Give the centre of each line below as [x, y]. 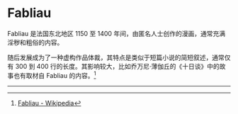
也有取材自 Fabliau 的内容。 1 [55, 74]
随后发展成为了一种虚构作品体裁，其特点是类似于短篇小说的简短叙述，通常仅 [119, 57]
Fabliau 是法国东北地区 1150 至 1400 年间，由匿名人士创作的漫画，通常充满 [116, 33]
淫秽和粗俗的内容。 [35, 42]
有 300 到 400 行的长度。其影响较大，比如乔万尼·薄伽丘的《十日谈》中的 [113, 66]
